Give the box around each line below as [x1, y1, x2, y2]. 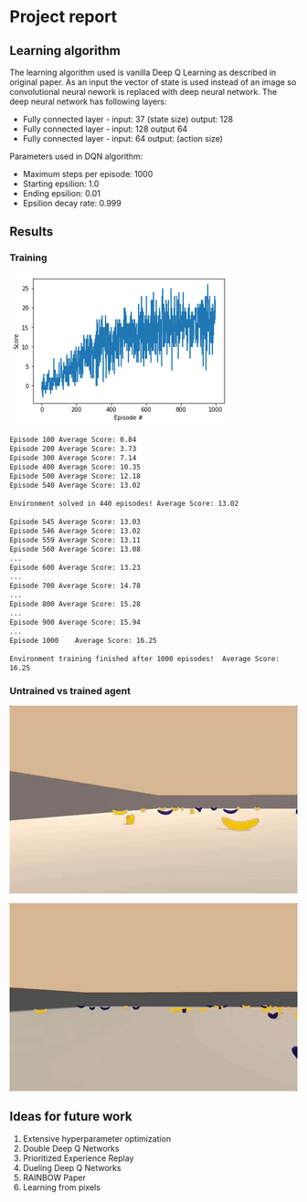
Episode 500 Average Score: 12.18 [9, 471, 142, 480]
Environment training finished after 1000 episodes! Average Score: [9, 654, 281, 663]
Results [9, 224, 54, 239]
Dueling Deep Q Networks [22, 1162, 122, 1173]
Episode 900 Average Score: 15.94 [9, 617, 142, 627]
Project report [9, 6, 118, 27]
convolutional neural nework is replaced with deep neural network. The [9, 87, 278, 97]
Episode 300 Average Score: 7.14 [9, 453, 137, 462]
